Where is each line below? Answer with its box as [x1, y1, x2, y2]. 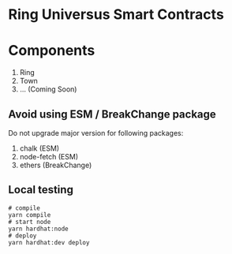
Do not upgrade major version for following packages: [8, 128, 184, 137]
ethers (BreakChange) [19, 160, 92, 170]
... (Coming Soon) [19, 84, 77, 94]
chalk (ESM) [19, 144, 60, 153]
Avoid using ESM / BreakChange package [8, 107, 217, 121]
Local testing [8, 183, 73, 196]
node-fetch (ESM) [19, 151, 79, 161]
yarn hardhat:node [8, 225, 69, 233]
